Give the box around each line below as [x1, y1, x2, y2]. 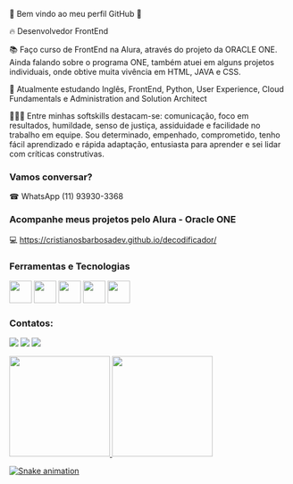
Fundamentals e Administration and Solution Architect [9, 94, 207, 104]
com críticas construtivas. [9, 148, 105, 159]
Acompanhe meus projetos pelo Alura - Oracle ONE [9, 213, 237, 226]
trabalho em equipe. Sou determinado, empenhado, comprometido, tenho [9, 129, 280, 140]
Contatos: [9, 317, 54, 330]
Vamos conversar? [9, 171, 93, 183]
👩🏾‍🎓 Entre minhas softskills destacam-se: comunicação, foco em [9, 111, 249, 121]
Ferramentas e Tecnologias [9, 260, 130, 272]
